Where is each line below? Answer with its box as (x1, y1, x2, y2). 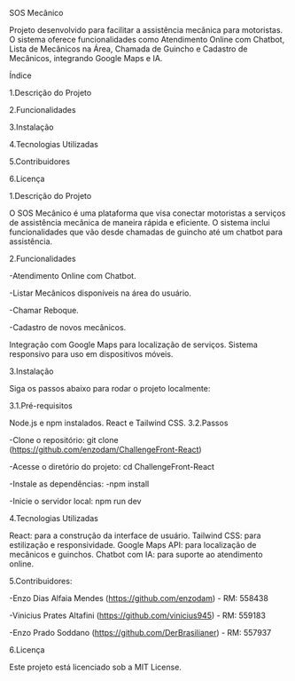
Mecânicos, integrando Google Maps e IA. (9, 53, 163, 63)
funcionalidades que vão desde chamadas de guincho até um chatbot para (9, 226, 283, 237)
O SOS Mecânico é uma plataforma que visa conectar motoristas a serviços (9, 208, 286, 218)
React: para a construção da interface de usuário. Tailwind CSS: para (9, 530, 261, 541)
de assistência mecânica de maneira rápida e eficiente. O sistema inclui (9, 218, 270, 227)
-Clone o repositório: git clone (9, 435, 119, 445)
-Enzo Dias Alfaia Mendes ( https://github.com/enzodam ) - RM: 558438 (9, 593, 268, 603)
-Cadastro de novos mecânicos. (9, 322, 127, 332)
